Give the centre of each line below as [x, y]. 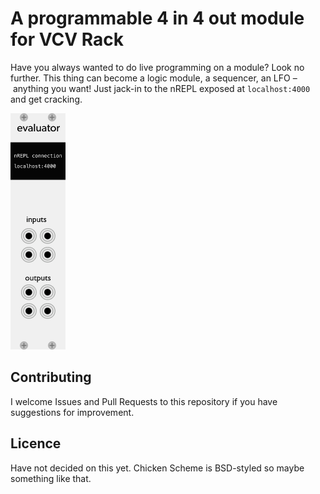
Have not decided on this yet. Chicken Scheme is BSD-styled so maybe [157, 468]
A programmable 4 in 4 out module [157, 18]
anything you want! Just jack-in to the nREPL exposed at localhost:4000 [161, 88]
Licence [36, 443]
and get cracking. [46, 99]
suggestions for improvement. [72, 412]
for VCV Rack [67, 39]
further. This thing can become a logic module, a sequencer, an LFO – [154, 78]
